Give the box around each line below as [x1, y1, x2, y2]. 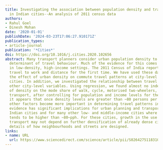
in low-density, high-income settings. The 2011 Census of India [9, 66, 145, 71]
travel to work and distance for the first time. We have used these [9, 70, 153, 75]
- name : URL [5, 133, 29, 138]
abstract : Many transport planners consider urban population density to [5, 57, 158, 61]
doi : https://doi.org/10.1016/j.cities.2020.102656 [5, 52, 112, 57]
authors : [5, 16, 23, 21]
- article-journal [5, 43, 42, 48]
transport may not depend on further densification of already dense [9, 120, 153, 124]
